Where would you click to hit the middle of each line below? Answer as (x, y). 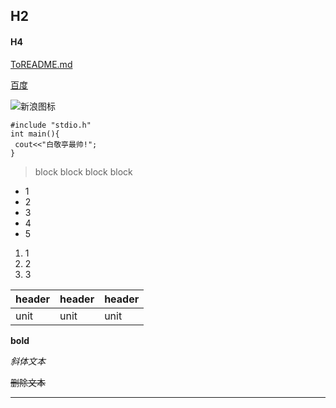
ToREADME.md (41, 64)
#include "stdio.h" (51, 125)
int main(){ (35, 134)
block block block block (83, 171)
